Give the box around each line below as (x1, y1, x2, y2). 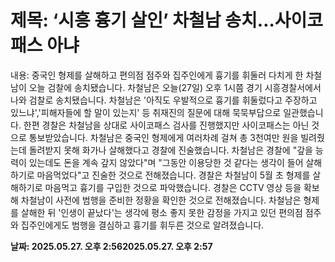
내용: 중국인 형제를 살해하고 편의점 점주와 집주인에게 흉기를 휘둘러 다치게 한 (10, 69, 304, 81)
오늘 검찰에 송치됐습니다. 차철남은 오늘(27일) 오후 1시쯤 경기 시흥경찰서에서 (28, 81, 322, 93)
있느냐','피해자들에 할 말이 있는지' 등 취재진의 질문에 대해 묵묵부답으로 (10, 106, 282, 118)
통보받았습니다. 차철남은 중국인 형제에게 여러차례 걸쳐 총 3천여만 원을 (28, 131, 299, 143)
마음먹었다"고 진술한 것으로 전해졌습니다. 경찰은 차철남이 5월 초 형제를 (36, 169, 311, 181)
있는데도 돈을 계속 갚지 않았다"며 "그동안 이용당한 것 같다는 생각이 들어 (28, 156, 304, 168)
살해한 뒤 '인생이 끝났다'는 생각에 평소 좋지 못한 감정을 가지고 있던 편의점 (20, 206, 303, 218)
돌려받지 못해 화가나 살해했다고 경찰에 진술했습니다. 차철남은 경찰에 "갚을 (28, 144, 313, 156)
